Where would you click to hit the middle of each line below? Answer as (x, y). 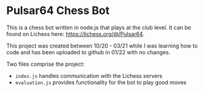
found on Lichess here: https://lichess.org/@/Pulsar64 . (75, 34)
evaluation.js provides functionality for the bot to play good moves (101, 82)
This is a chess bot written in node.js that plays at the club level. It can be (99, 27)
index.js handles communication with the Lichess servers (89, 76)
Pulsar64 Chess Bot (58, 11)
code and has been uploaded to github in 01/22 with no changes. (88, 52)
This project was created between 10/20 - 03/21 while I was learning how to (102, 46)
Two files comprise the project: (45, 64)
